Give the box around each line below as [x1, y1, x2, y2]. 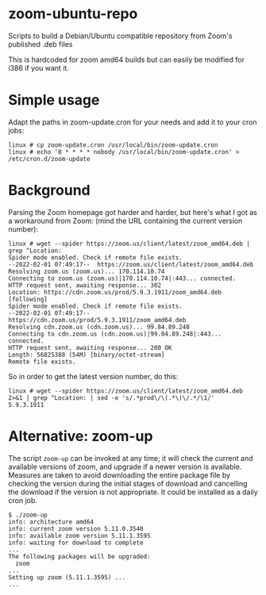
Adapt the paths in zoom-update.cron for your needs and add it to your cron [8, 117, 257, 127]
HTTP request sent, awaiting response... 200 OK [8, 344, 172, 351]
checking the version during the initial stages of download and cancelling [8, 478, 248, 488]
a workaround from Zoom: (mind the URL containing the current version [8, 216, 243, 225]
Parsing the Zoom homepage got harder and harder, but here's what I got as [8, 207, 258, 217]
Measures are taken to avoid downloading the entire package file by [8, 470, 231, 480]
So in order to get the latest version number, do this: [8, 371, 179, 381]
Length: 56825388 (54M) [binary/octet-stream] [8, 351, 165, 359]
